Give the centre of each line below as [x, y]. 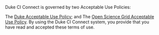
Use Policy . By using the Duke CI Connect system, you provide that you [77, 22]
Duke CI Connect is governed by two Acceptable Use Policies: [68, 7]
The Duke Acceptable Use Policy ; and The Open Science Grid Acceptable [80, 17]
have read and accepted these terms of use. [50, 27]
